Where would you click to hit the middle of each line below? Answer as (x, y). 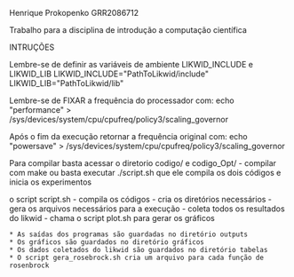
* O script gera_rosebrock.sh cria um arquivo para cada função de (137, 257)
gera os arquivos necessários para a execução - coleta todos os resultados (147, 209)
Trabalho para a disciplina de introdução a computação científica (128, 30)
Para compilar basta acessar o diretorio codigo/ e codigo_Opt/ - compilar (143, 163)
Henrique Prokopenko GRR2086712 (74, 13)
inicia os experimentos (50, 182)
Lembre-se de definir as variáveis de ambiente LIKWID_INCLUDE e (131, 64)
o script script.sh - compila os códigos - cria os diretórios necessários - (141, 199)
